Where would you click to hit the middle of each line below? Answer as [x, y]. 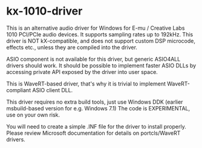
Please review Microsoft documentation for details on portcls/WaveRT [93, 133]
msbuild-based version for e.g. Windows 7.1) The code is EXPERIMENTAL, [98, 108]
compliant [19, 90]
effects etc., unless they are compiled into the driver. [72, 47]
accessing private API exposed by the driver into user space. [82, 72]
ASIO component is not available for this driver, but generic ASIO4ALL [93, 59]
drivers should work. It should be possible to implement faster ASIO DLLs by [101, 66]
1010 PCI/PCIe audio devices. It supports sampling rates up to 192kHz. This [100, 34]
